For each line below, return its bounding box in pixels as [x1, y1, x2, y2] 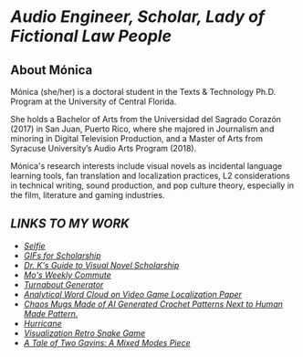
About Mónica [10, 62, 93, 78]
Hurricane [23, 318, 62, 329]
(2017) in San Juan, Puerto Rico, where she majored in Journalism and [10, 123, 275, 134]
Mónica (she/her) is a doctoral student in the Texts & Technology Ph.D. [10, 87, 277, 97]
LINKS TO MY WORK [10, 216, 131, 232]
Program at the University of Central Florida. [10, 96, 177, 107]
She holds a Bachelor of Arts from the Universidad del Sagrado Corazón [10, 114, 282, 124]
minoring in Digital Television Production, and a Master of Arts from [10, 133, 264, 143]
